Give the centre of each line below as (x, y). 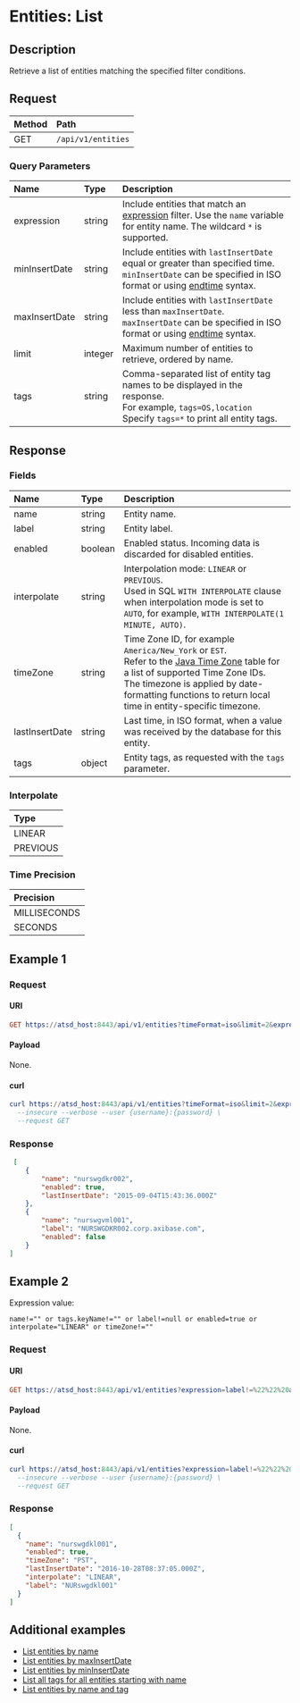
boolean (98, 549)
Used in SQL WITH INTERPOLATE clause (203, 591)
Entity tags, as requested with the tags (204, 757)
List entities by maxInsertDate (77, 1661)
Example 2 (39, 1281)
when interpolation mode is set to (194, 602)
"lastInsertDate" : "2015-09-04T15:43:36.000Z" (129, 1195)
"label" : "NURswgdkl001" (71, 1585)
